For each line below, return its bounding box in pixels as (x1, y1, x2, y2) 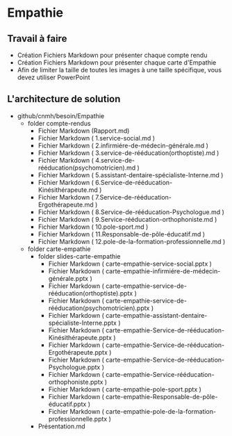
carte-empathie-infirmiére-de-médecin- (105, 266, 221, 275)
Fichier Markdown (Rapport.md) (38, 127, 130, 135)
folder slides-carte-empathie (38, 252, 121, 260)
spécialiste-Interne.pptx (48, 318, 117, 327)
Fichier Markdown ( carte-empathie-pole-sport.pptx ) (48, 385, 201, 394)
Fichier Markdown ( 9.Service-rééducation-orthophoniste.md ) (38, 215, 217, 223)
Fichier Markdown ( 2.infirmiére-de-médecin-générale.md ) (38, 141, 208, 150)
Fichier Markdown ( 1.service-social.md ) (38, 134, 155, 142)
